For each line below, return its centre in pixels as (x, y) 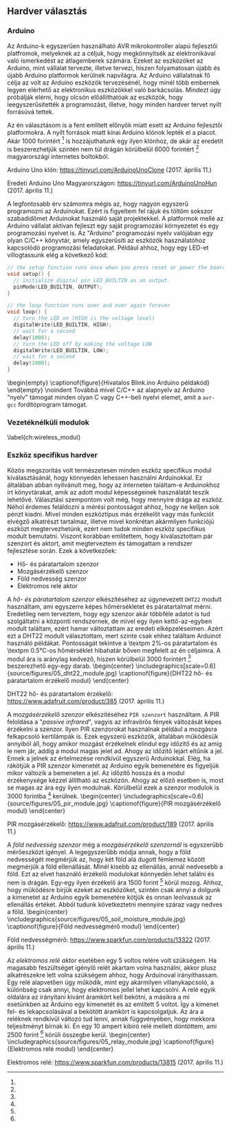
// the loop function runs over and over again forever (89, 305)
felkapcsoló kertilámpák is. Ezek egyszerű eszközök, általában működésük (113, 737)
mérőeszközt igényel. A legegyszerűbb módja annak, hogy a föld (99, 852)
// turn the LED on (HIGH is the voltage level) (84, 318)
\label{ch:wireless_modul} (44, 437)
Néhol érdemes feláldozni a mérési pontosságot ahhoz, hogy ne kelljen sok (113, 507)
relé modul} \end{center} (78, 1049)
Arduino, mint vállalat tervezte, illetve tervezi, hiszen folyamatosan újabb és (114, 67)
